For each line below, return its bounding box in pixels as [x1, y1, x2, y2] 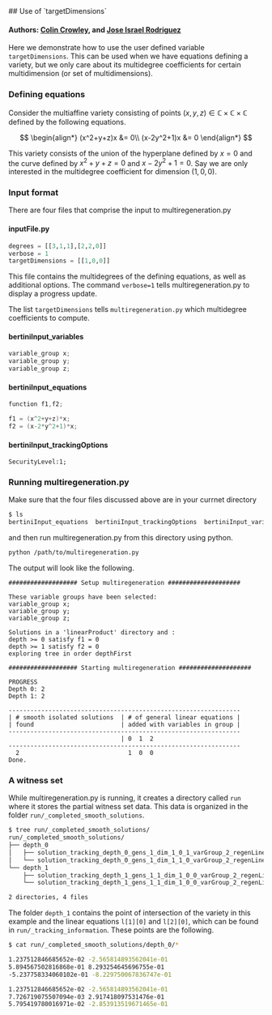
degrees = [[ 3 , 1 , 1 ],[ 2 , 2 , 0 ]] [8, 241, 107, 250]
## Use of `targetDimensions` [8, 6, 108, 15]
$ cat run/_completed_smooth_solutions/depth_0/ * [8, 941, 180, 949]
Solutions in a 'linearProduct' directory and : [8, 629, 176, 637]
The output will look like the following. [8, 563, 135, 573]
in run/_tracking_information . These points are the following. [8, 925, 215, 935]
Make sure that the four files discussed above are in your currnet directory [8, 495, 257, 505]
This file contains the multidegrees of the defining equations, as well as [8, 271, 246, 281]
